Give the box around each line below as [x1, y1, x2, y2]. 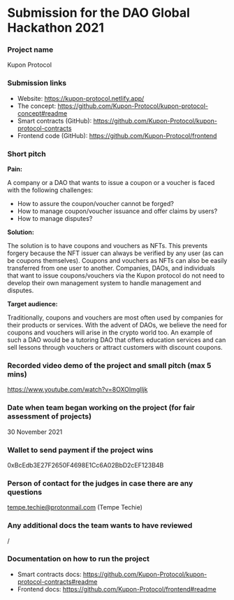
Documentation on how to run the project [7, 554, 150, 564]
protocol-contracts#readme [17, 577, 98, 586]
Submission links [7, 79, 67, 88]
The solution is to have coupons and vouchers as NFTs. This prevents [7, 242, 208, 250]
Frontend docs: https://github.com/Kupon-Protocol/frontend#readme [17, 585, 217, 593]
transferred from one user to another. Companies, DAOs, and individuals [7, 264, 215, 273]
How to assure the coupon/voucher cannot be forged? [17, 200, 175, 208]
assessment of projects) [7, 411, 92, 421]
